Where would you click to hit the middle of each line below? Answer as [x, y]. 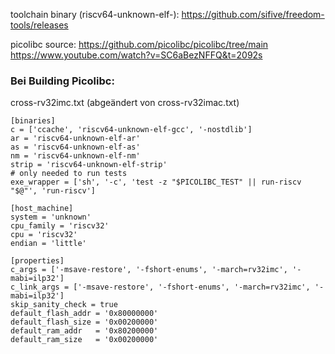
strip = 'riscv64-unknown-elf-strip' [89, 165]
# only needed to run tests [69, 174]
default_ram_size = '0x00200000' [84, 340]
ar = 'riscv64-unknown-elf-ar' [75, 139]
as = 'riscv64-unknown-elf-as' [75, 147]
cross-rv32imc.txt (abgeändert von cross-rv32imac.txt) [125, 103]
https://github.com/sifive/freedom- [253, 14]
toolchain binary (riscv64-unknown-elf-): [95, 14]
